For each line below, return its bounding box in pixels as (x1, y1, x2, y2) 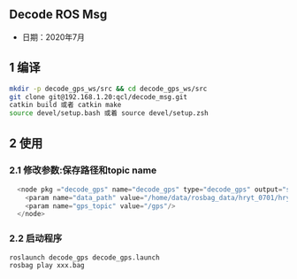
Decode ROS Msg (9, 7, 108, 22)
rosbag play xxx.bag (9, 261, 86, 270)
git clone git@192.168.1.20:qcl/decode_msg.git (9, 92, 188, 101)
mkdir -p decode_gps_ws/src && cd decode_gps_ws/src (9, 84, 208, 93)
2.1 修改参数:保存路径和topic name (9, 164, 157, 176)
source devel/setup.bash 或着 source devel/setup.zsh (9, 109, 209, 118)
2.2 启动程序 (9, 232, 63, 244)
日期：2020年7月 (21, 31, 86, 43)
